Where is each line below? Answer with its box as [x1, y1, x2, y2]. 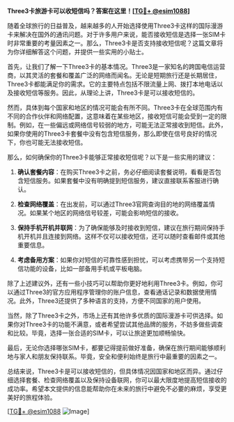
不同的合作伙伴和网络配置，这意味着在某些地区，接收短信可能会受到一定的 [7, 112, 221, 120]
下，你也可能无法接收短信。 [7, 139, 87, 146]
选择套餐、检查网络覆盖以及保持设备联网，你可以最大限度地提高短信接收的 [13, 376, 227, 384]
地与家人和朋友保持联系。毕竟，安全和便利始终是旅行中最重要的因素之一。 [7, 352, 221, 361]
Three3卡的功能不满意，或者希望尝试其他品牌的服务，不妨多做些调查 [25, 320, 224, 328]
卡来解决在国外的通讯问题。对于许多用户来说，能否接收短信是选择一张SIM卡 [7, 31, 226, 38]
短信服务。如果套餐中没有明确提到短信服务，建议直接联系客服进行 [23, 177, 213, 185]
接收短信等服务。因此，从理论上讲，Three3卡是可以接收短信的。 [13, 88, 199, 97]
